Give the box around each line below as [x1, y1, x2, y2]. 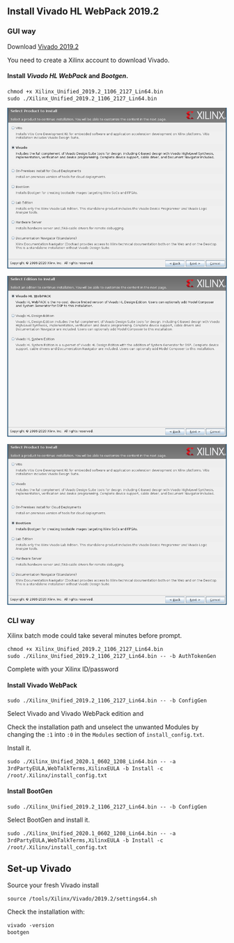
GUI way [7, 26, 36, 36]
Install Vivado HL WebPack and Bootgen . [7, 72, 129, 80]
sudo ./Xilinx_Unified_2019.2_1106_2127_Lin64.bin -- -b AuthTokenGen [7, 653, 217, 660]
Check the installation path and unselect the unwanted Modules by [7, 723, 199, 731]
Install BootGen [7, 787, 53, 795]
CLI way [7, 615, 35, 625]
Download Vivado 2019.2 [7, 42, 79, 51]
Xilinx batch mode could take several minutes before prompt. [7, 631, 182, 640]
